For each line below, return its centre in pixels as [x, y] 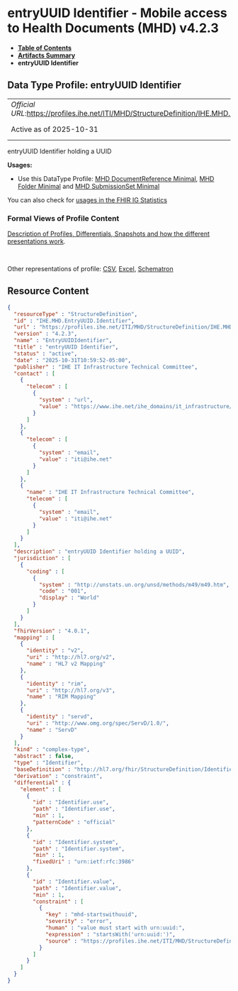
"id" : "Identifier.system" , [76, 842]
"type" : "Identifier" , [49, 763]
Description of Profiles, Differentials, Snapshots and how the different [109, 234]
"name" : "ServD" [52, 730]
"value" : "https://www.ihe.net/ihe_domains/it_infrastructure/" [137, 406]
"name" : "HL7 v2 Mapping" [66, 664]
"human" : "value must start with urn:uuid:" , [115, 928]
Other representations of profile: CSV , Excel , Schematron [90, 269]
